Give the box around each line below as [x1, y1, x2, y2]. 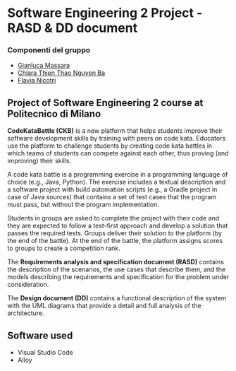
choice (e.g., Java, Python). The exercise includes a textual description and [7, 178, 226, 187]
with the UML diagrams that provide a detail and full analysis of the [7, 302, 202, 310]
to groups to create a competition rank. [7, 244, 121, 252]
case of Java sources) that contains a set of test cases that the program [7, 193, 217, 201]
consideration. [7, 281, 49, 289]
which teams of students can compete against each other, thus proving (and [7, 149, 229, 158]
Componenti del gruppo [7, 45, 91, 55]
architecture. [7, 309, 44, 317]
